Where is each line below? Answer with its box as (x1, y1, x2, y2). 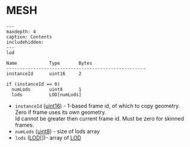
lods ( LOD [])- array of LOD (14, 134, 82, 141)
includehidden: (6, 39, 44, 45)
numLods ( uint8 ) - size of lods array (14, 127, 100, 135)
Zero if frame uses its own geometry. (14, 109, 107, 116)
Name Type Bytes (6, 60, 93, 66)
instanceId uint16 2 (6, 70, 82, 77)
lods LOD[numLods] (11, 91, 82, 98)
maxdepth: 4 (6, 28, 36, 35)
